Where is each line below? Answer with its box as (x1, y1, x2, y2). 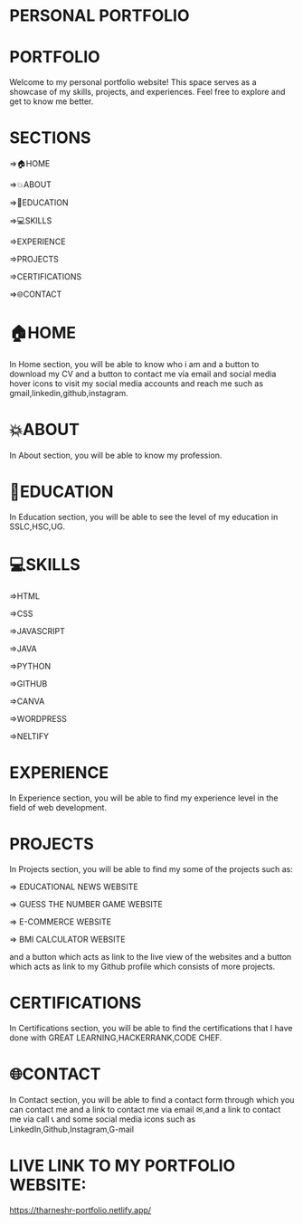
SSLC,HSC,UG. (9, 521, 66, 532)
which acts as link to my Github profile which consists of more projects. (9, 961, 276, 972)
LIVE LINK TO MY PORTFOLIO (9, 1155, 236, 1176)
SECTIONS (9, 128, 91, 148)
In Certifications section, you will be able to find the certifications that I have (9, 1022, 293, 1033)
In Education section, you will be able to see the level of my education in (9, 511, 279, 522)
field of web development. (9, 802, 107, 812)
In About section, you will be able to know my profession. (9, 450, 223, 460)
